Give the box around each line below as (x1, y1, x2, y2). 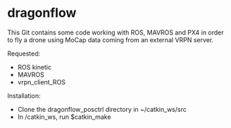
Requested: (7, 49, 41, 58)
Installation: (7, 91, 41, 100)
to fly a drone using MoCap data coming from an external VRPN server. (7, 35, 214, 44)
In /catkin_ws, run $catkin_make (17, 113, 111, 121)
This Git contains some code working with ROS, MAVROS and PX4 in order (7, 28, 224, 37)
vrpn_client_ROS (17, 77, 65, 86)
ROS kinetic (17, 63, 51, 71)
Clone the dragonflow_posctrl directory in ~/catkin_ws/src (17, 105, 187, 113)
